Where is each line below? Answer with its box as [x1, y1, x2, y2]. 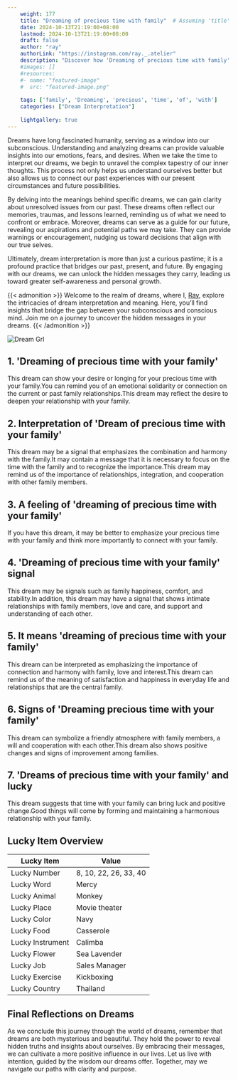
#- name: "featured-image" [20, 76, 100, 84]
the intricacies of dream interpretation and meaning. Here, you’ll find [7, 298, 208, 307]
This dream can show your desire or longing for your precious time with [7, 374, 217, 383]
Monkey [75, 891, 103, 901]
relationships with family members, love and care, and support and [7, 602, 203, 610]
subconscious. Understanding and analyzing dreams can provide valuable [7, 143, 225, 152]
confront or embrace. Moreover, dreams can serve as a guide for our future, [7, 218, 230, 226]
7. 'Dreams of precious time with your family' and [7, 769, 229, 781]
